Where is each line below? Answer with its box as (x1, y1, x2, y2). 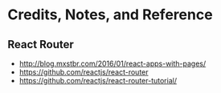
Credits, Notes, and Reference (7, 6, 214, 24)
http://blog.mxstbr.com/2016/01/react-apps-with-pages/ (18, 59, 207, 68)
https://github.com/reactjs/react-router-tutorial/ (18, 76, 178, 85)
